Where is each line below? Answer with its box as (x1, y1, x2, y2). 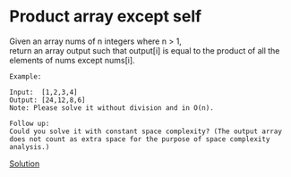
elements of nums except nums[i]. (9, 55, 136, 65)
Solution (9, 158, 40, 169)
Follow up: (9, 119, 50, 128)
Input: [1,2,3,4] (9, 88, 78, 97)
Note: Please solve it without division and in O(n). (9, 103, 215, 113)
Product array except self (9, 6, 202, 27)
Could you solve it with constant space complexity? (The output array (9, 127, 282, 136)
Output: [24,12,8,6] (9, 96, 87, 105)
